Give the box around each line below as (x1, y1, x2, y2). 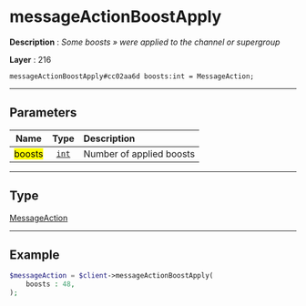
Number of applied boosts (83, 148, 196, 160)
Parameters (9, 105, 77, 120)
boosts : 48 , (25, 280, 76, 289)
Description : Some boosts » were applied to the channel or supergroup (9, 36, 280, 47)
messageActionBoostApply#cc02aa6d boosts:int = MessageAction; (9, 71, 255, 81)
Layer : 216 (9, 54, 52, 65)
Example (9, 247, 60, 262)
